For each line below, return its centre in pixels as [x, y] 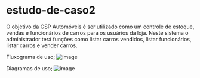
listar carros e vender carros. [42, 45]
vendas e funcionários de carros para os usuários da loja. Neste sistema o [97, 32]
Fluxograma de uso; [31, 57]
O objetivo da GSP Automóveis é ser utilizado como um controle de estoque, [100, 27]
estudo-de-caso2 [51, 10]
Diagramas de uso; [29, 68]
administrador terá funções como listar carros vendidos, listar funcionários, [99, 39]
